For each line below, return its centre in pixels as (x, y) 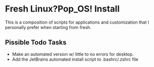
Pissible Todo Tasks (36, 43)
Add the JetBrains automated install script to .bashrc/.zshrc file (75, 59)
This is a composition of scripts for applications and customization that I (77, 22)
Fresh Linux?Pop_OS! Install (62, 9)
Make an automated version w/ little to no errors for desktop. (73, 54)
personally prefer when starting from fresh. (48, 27)
